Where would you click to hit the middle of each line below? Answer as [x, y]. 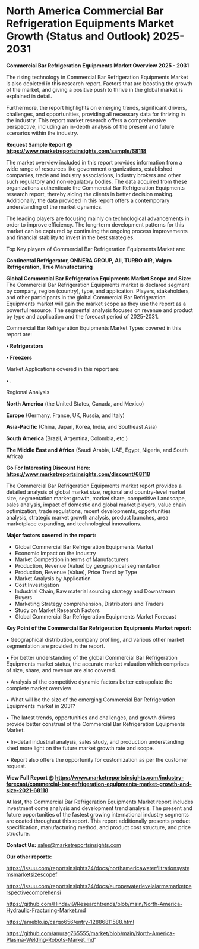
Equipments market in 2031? [41, 706]
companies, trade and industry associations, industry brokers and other [94, 175]
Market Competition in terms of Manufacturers [72, 559]
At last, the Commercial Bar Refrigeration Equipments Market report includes [100, 802]
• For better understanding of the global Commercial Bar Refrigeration [92, 657]
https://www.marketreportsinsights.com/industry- [119, 777]
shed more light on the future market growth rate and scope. [80, 748]
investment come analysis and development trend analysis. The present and [99, 808]
